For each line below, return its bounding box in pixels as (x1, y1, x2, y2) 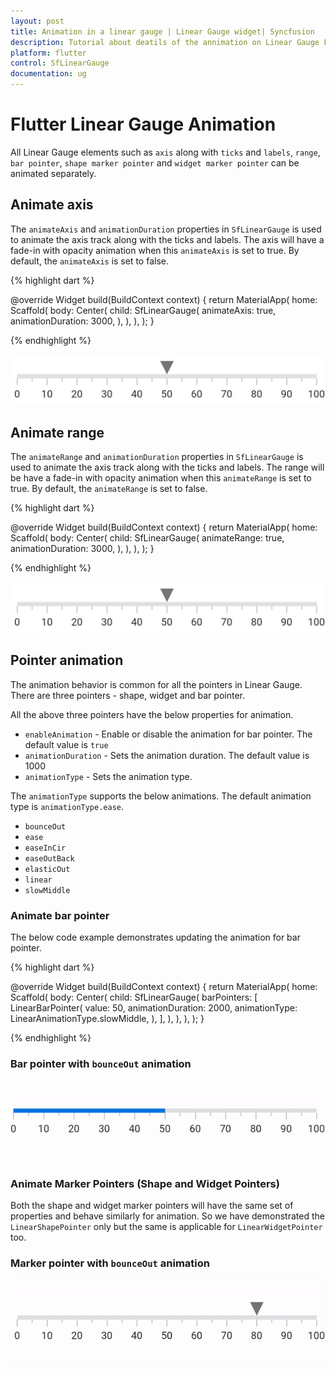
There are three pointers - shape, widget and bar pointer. (10, 689, 245, 701)
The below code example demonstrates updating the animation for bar (10, 931, 301, 944)
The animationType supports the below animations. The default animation (10, 790, 312, 802)
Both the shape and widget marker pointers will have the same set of (10, 1200, 294, 1212)
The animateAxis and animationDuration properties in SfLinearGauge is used (10, 223, 322, 235)
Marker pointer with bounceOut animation (10, 1256, 210, 1270)
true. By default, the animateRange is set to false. (10, 483, 208, 495)
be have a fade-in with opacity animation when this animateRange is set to (10, 472, 312, 484)
